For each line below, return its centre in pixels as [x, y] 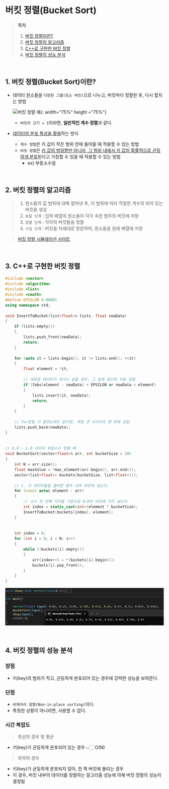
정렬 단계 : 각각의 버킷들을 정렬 [55, 222]
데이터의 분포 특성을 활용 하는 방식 [46, 133]
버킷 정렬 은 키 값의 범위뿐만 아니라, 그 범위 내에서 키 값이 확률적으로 [86, 150]
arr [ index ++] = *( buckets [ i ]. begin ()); [74, 560]
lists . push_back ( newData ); [43, 427]
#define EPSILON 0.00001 [31, 300]
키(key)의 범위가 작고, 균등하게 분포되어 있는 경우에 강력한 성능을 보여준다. [86, 678]
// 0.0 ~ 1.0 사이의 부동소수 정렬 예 [40, 448]
